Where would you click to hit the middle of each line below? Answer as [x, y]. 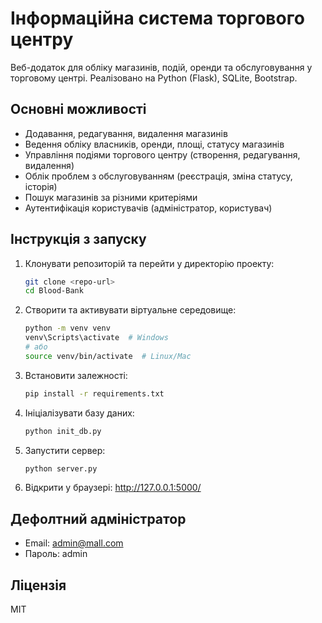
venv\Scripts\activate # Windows [96, 338]
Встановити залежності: [76, 375]
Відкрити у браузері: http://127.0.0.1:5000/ [113, 488]
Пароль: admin [56, 554]
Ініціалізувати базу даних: [79, 413]
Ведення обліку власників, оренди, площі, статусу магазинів [154, 144]
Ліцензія [38, 585]
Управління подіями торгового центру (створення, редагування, [162, 154]
